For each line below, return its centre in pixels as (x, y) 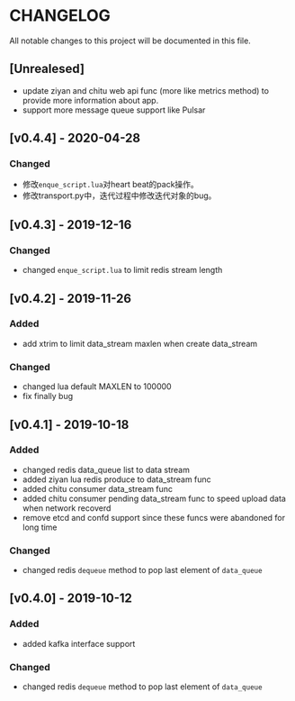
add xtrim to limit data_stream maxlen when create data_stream (140, 343)
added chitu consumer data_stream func (98, 488)
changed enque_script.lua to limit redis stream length (122, 270)
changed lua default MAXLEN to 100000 (97, 387)
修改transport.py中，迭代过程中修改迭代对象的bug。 (119, 196)
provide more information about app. (90, 100)
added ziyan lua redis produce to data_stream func (116, 479)
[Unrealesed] (47, 69)
